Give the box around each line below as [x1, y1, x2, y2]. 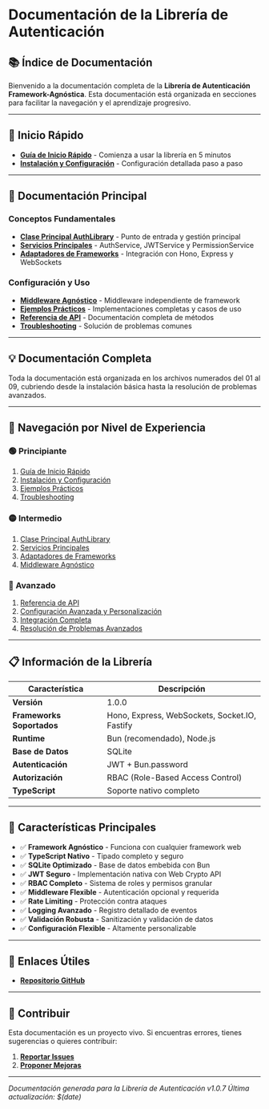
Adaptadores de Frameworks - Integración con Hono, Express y [19, 249, 234, 258]
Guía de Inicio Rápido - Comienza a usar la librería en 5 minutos [19, 150, 231, 160]
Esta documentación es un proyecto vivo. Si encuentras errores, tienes [8, 1028, 243, 1038]
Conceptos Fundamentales [8, 213, 116, 225]
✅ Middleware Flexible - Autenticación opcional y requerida [19, 887, 219, 896]
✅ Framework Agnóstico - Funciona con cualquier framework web [19, 842, 242, 851]
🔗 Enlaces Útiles [8, 954, 90, 968]
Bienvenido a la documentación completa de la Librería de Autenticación [8, 81, 251, 90]
